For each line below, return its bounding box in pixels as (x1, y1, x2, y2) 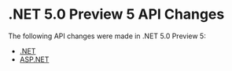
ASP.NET (19, 55, 50, 64)
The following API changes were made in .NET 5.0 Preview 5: (8, 31, 206, 41)
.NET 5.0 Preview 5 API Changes (8, 5, 225, 23)
